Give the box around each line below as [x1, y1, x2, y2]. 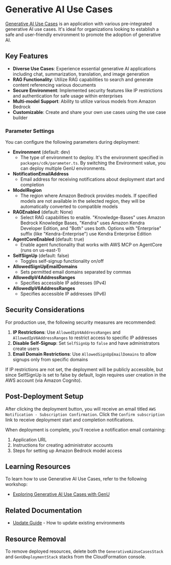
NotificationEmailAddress [12, 171, 69, 177]
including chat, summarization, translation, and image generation [12, 71, 150, 77]
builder [12, 114, 28, 121]
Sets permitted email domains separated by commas [20, 269, 131, 275]
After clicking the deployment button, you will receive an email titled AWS [5, 405, 156, 412]
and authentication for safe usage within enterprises [12, 92, 123, 99]
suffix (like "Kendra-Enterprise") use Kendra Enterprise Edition [20, 231, 152, 237]
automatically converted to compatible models [20, 204, 118, 210]
